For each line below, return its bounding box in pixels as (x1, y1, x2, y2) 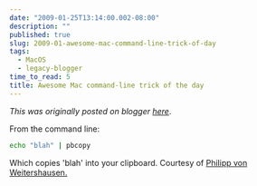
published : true (9, 30, 71, 39)
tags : (9, 47, 30, 56)
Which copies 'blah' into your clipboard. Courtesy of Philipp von (9, 157, 248, 168)
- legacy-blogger (17, 64, 83, 73)
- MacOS (17, 55, 47, 64)
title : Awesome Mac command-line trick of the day (9, 81, 205, 90)
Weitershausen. (9, 167, 68, 178)
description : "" (9, 22, 71, 31)
